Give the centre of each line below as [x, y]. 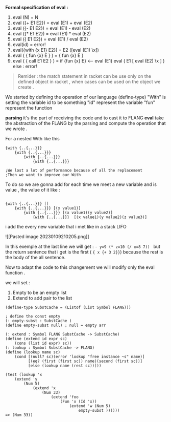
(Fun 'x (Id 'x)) [78, 402]
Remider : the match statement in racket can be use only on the [84, 76]
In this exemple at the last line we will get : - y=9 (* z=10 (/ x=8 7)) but [83, 246]
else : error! [25, 66]
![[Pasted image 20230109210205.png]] [47, 237]
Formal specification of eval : [37, 7]
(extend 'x [44, 388]
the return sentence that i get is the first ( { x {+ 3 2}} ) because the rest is [84, 252]
